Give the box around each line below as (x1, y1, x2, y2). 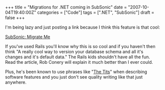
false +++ (5, 15, 25, 20)
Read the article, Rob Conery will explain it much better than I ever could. (5, 59, 153, 65)
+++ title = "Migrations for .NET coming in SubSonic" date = (5, 4, 127, 10)
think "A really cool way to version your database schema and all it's (5, 49, 144, 54)
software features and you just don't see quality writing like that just (5, 74, 143, 80)
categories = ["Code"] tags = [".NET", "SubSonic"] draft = (37, 9, 154, 15)
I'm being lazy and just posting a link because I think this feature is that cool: (5, 24, 160, 30)
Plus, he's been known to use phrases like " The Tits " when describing (5, 69, 147, 75)
